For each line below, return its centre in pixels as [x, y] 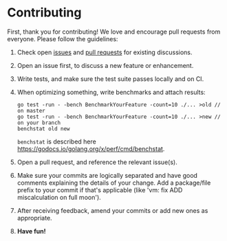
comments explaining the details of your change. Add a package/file [114, 183]
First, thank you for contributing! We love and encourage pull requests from [114, 32]
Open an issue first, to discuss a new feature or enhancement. [105, 65]
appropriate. [35, 218]
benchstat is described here [56, 141]
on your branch [39, 123]
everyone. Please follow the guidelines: [63, 38]
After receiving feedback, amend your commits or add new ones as [112, 210]
